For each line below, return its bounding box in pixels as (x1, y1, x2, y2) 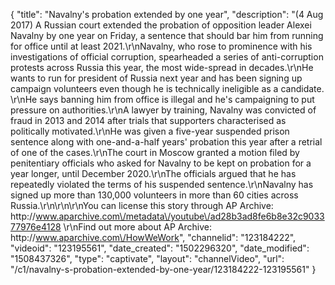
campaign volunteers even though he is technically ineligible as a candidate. (10, 83, 325, 94)
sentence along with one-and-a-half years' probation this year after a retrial (10, 136, 323, 148)
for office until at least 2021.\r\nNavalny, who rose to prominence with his (10, 40, 313, 52)
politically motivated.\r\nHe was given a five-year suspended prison (10, 125, 290, 137)
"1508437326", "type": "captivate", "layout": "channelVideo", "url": (10, 253, 285, 264)
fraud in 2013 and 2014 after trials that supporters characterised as (10, 115, 287, 126)
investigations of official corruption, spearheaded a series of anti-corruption (10, 51, 324, 63)
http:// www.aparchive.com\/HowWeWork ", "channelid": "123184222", (10, 232, 297, 243)
